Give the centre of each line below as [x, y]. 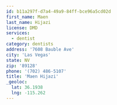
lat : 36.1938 [27, 87]
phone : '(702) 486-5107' [36, 71]
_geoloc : [17, 82]
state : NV [18, 60]
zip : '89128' [22, 66]
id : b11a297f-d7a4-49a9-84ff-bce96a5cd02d [58, 11]
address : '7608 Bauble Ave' [40, 50]
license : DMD [22, 28]
